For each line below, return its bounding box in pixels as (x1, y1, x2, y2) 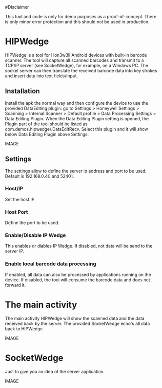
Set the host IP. (5, 196, 36, 202)
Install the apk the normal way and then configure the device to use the (5, 100, 148, 106)
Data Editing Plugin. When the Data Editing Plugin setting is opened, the (5, 115, 149, 121)
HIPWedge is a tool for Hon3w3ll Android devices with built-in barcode (5, 52, 147, 58)
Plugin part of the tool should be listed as (5, 121, 88, 127)
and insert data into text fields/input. (5, 73, 78, 79)
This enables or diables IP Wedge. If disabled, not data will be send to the (5, 243, 153, 249)
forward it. (5, 282, 26, 288)
